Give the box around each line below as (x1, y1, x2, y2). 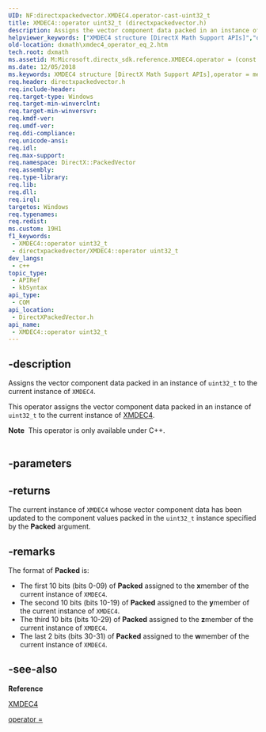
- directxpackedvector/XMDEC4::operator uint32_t (11, 247, 179, 255)
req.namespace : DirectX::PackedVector (8, 159, 136, 167)
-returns (8, 484, 51, 497)
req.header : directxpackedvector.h (8, 78, 126, 85)
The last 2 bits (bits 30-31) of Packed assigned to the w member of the (19, 631, 249, 641)
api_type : (8, 291, 41, 299)
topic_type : (8, 269, 47, 277)
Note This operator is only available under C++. (8, 426, 165, 435)
